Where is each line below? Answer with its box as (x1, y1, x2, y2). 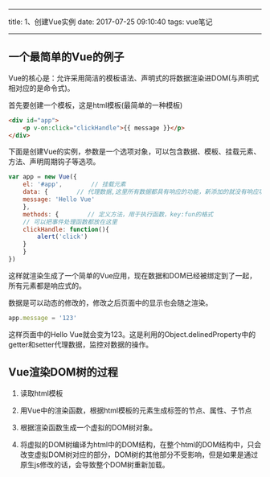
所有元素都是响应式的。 (8, 281, 86, 290)
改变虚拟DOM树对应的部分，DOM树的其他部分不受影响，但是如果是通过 (19, 450, 259, 459)
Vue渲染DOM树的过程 (8, 365, 119, 379)
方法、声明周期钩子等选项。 (8, 157, 100, 167)
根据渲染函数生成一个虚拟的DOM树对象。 (19, 422, 157, 432)
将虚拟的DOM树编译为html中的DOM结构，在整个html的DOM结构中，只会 (19, 439, 262, 449)
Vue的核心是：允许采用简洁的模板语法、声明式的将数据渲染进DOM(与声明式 (8, 73, 260, 83)
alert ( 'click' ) (37, 232, 88, 241)
